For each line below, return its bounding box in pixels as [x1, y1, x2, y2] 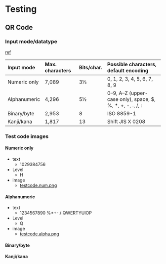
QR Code [5, 23, 33, 32]
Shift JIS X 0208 [107, 118, 146, 125]
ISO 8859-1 [107, 110, 136, 117]
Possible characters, [107, 61, 157, 68]
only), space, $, [119, 95, 156, 102]
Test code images [5, 132, 49, 139]
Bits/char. [79, 64, 103, 71]
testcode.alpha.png [19, 231, 59, 237]
